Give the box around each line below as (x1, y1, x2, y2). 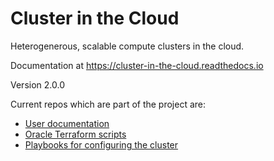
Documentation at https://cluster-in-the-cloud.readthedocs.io (10, 59, 264, 71)
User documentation (24, 117, 110, 129)
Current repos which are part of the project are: (10, 98, 207, 110)
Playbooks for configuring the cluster (24, 138, 179, 151)
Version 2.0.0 (10, 78, 65, 91)
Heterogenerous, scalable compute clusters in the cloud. (10, 40, 245, 52)
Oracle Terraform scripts (24, 128, 127, 140)
